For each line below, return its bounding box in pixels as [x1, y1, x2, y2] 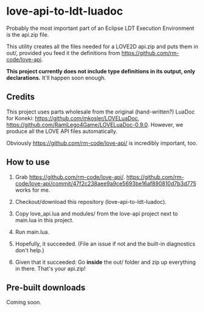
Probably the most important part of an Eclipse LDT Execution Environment [6, 24, 195, 32]
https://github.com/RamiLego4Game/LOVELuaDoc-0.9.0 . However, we [6, 121, 184, 128]
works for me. [15, 186, 51, 194]
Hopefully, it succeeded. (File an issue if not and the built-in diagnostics [15, 240, 196, 247]
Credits [6, 92, 35, 102]
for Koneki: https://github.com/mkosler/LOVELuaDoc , [6, 114, 140, 122]
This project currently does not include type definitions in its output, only [6, 67, 196, 74]
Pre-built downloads [6, 282, 86, 292]
